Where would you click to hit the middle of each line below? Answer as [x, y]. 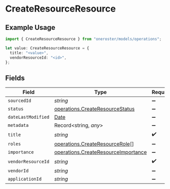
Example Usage [30, 28]
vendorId [18, 171]
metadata [18, 125]
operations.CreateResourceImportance [100, 152]
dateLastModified [29, 117]
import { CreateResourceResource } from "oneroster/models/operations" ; [83, 39]
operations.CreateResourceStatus [94, 109]
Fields [15, 78]
